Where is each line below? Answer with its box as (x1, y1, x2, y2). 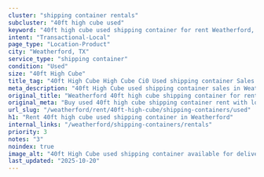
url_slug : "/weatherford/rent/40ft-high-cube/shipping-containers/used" (8, 107, 251, 114)
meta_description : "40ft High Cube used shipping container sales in (8, 84, 241, 92)
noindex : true (8, 143, 55, 150)
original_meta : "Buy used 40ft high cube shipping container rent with (8, 99, 247, 107)
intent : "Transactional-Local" (8, 33, 111, 42)
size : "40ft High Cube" (8, 70, 86, 78)
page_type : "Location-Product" (8, 41, 111, 49)
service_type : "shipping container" (8, 56, 128, 63)
